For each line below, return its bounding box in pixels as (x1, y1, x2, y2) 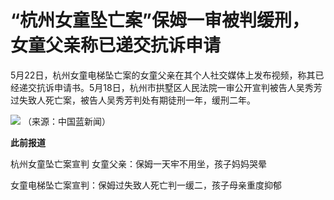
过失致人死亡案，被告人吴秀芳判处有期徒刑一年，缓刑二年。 (10, 94, 256, 106)
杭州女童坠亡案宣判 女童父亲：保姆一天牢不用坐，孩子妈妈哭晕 (10, 157, 267, 170)
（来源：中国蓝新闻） (22, 115, 111, 127)
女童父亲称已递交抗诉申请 (10, 34, 222, 57)
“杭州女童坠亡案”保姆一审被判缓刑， (10, 9, 310, 32)
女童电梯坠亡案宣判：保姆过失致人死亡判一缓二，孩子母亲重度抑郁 (10, 179, 282, 191)
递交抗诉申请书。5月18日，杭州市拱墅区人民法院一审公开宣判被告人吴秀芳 (18, 81, 323, 93)
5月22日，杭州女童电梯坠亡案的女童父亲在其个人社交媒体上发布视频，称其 (10, 69, 316, 81)
